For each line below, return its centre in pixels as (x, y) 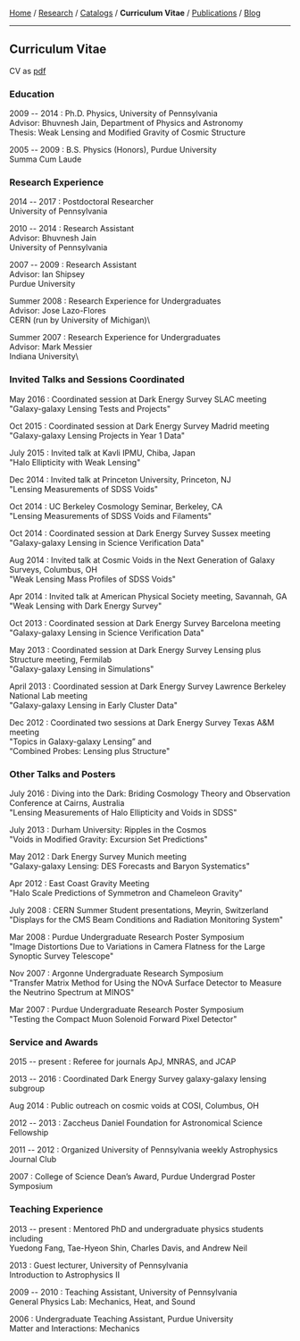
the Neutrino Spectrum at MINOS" (72, 992)
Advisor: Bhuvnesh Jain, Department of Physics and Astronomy (126, 123)
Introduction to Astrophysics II (65, 1274)
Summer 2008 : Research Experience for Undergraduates (115, 301)
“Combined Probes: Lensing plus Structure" (90, 750)
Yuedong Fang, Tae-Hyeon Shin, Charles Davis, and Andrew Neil (129, 1248)
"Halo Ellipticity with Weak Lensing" (75, 462)
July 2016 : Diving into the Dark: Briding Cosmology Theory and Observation (150, 793)
